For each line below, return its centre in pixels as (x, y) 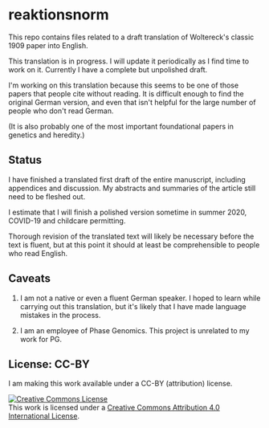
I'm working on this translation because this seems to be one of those (124, 85)
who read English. (38, 253)
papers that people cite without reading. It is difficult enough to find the (126, 93)
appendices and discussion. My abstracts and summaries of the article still (132, 188)
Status (25, 160)
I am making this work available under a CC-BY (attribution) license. (120, 384)
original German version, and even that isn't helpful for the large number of (132, 102)
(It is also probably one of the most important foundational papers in (121, 126)
